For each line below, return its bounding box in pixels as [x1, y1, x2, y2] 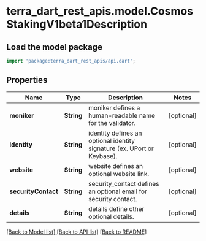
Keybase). [88, 151, 118, 160]
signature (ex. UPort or [88, 144, 154, 153]
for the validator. [88, 118, 136, 127]
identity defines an [88, 129, 142, 137]
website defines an [88, 161, 143, 170]
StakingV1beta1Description [6, 17, 148, 31]
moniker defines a [88, 103, 140, 112]
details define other [88, 204, 145, 213]
